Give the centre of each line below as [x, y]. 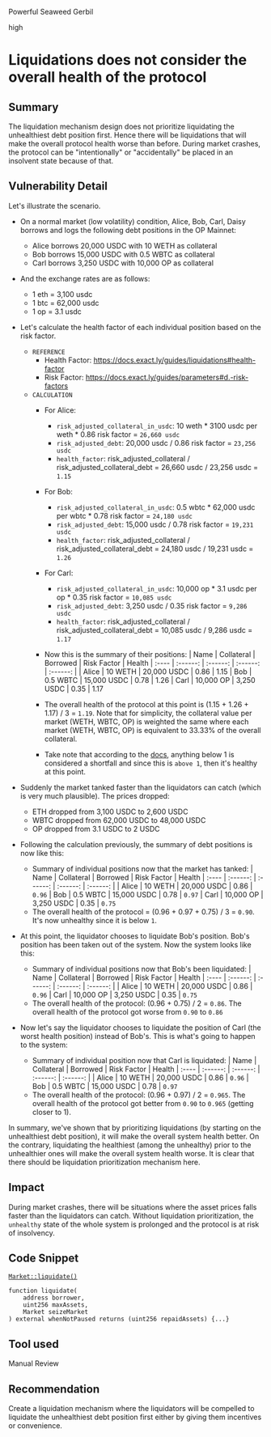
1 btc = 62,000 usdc [66, 303]
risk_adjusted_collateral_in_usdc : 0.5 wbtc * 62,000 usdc [156, 507]
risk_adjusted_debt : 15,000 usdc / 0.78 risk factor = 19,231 [155, 524]
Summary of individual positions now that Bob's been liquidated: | [142, 969]
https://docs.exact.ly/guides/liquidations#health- [175, 360]
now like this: [42, 853]
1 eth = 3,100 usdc [62, 294]
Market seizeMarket [56, 1312]
